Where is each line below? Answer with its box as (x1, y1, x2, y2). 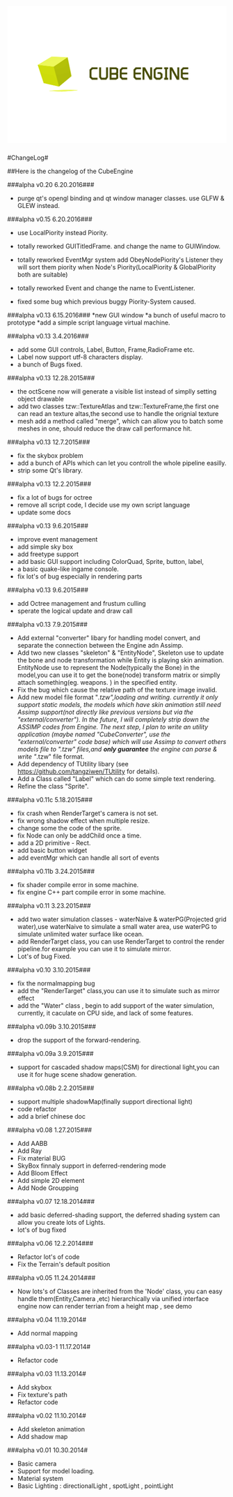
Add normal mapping (17, 1329, 78, 1338)
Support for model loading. (17, 1467, 95, 1475)
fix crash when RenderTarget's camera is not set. (17, 809, 159, 818)
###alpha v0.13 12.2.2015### (7, 480, 92, 489)
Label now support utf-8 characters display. (17, 353, 143, 362)
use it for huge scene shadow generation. (17, 1071, 137, 1079)
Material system (17, 1475, 64, 1483)
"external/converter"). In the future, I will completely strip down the (17, 715, 210, 724)
